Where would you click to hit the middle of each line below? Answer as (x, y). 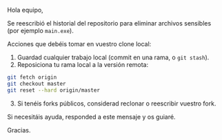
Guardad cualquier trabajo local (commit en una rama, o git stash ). (113, 57)
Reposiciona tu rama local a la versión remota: (83, 64)
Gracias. (19, 130)
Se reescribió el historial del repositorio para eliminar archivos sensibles (109, 23)
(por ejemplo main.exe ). (40, 31)
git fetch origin (32, 77)
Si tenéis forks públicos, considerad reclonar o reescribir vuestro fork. (117, 103)
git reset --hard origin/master (53, 90)
